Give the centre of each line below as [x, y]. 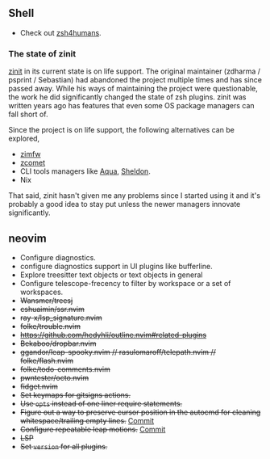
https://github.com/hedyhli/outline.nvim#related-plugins [113, 335]
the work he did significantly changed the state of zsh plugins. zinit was [128, 97]
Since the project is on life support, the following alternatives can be [122, 130]
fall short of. [28, 114]
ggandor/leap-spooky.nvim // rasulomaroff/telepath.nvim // [118, 352]
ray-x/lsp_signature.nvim [61, 318]
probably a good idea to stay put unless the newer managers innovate [125, 204]
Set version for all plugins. [64, 446]
